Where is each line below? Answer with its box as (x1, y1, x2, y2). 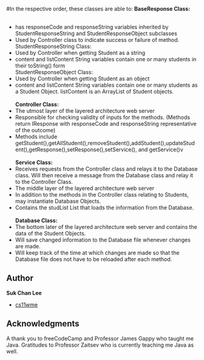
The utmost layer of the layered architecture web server (15, 107, 155, 114)
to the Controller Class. (15, 178, 73, 185)
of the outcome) (15, 127, 56, 134)
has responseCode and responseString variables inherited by (15, 24, 169, 30)
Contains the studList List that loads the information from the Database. (15, 204, 194, 211)
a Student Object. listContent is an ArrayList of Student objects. (15, 88, 174, 95)
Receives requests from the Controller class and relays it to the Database (15, 165, 198, 172)
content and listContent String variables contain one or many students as (15, 81, 198, 89)
